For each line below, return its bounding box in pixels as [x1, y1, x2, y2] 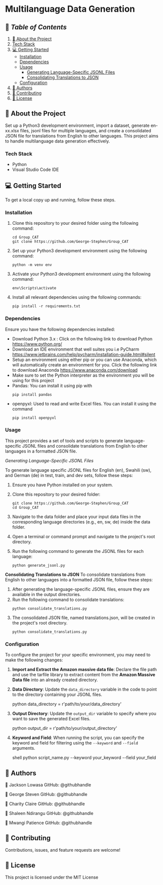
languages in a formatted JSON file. [5, 448, 77, 454]
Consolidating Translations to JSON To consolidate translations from [5, 572, 146, 577]
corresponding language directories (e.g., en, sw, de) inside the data [12, 519, 151, 525]
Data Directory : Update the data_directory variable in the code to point [12, 687, 157, 693]
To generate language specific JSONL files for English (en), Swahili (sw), [5, 467, 152, 473]
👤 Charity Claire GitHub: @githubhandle [5, 801, 85, 807]
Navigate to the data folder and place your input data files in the [12, 513, 141, 520]
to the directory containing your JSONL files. [12, 692, 102, 697]
